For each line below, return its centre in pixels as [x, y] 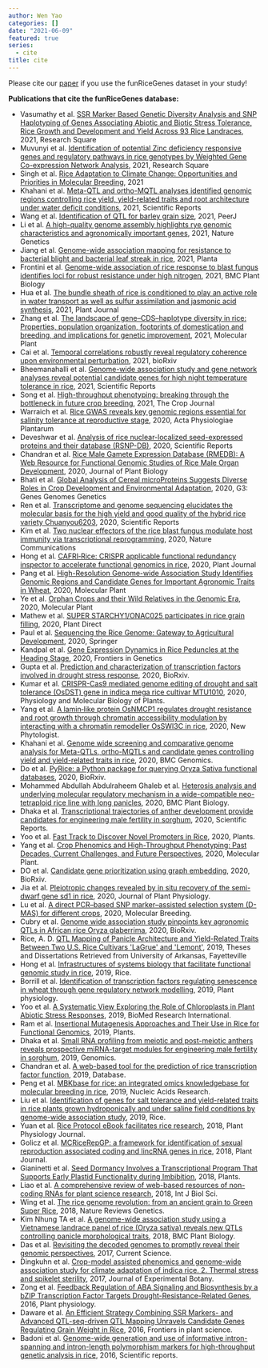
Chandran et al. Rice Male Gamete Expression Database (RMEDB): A [132, 454]
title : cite [28, 61]
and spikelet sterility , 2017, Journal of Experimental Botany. [117, 1278]
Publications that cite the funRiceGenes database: [94, 98]
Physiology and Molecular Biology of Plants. [92, 700]
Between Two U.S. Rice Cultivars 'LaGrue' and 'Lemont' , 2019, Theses [135, 947]
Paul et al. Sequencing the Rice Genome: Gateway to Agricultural [127, 632]
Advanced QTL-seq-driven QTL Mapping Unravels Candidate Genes [132, 1321]
